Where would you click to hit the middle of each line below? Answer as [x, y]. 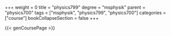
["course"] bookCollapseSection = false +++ [52, 18]
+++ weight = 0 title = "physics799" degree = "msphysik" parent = [75, 7]
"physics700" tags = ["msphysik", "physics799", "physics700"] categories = [85, 13]
